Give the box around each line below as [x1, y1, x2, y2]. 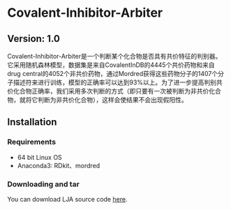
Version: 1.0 [7, 33, 61, 45]
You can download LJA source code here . [7, 195, 128, 203]
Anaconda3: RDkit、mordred [17, 161, 100, 170]
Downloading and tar [7, 179, 80, 189]
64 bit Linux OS [17, 153, 63, 161]
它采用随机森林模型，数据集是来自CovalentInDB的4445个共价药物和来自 [7, 61, 215, 69]
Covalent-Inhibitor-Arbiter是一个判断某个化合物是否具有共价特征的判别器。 [7, 52, 222, 60]
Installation [7, 117, 57, 128]
